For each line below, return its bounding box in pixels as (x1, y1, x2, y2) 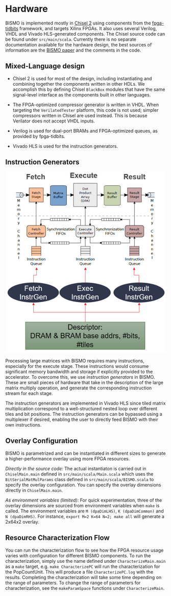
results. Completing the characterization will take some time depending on (5, 574, 162, 580)
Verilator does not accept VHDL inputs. (12, 118, 95, 124)
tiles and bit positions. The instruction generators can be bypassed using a (5, 411, 162, 417)
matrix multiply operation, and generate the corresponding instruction (5, 385, 152, 391)
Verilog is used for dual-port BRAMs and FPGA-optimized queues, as (12, 128, 158, 134)
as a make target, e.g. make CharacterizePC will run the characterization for (5, 563, 160, 569)
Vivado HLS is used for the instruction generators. (12, 143, 118, 149)
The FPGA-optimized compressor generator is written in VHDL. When (12, 102, 159, 108)
